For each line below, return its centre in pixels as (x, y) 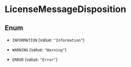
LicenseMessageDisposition (65, 9)
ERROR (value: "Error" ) (35, 59)
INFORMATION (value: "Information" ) (48, 40)
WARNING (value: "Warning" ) (39, 50)
